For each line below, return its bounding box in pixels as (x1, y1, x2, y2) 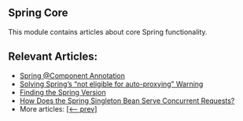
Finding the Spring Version (19, 87, 106, 97)
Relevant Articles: (8, 50, 98, 64)
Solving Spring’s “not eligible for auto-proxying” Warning (19, 79, 204, 89)
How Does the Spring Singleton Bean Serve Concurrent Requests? (19, 96, 235, 105)
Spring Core (8, 6, 68, 20)
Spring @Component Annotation (19, 71, 126, 80)
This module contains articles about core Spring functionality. (8, 27, 208, 36)
